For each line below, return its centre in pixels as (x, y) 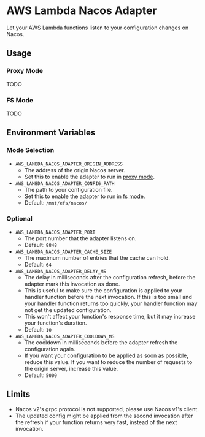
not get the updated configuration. (68, 310)
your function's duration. (56, 323)
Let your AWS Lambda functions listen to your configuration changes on (98, 28)
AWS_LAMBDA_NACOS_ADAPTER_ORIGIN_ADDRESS (69, 164)
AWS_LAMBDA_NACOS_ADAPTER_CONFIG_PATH (65, 184)
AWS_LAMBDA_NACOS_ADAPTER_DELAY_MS (61, 271)
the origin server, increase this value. (71, 368)
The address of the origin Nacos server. (75, 170)
